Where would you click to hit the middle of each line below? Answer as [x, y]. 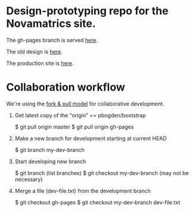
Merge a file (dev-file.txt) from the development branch [83, 191]
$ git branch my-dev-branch [49, 149]
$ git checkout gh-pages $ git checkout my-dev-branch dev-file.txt [97, 202]
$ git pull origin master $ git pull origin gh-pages [74, 127]
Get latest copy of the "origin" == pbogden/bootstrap [80, 115]
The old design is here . [34, 51]
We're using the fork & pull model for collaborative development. [85, 104]
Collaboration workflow [66, 87]
